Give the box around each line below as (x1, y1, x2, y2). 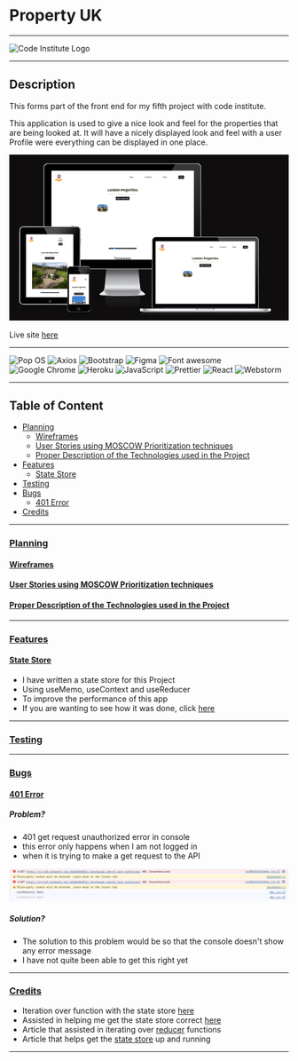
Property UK (9, 5, 103, 26)
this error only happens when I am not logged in (21, 841, 198, 851)
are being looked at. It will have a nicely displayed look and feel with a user (9, 127, 282, 138)
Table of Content (9, 398, 104, 413)
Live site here (9, 329, 59, 340)
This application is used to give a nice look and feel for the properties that (9, 117, 278, 129)
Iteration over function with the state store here (21, 1005, 195, 1016)
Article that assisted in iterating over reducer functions (21, 1024, 222, 1034)
